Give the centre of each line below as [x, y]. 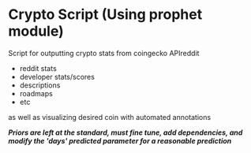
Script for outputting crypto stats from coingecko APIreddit [104, 53]
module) [36, 31]
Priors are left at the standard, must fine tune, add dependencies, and [126, 132]
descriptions [40, 85]
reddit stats [38, 68]
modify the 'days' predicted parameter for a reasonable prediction [120, 140]
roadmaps [36, 93]
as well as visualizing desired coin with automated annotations [110, 117]
